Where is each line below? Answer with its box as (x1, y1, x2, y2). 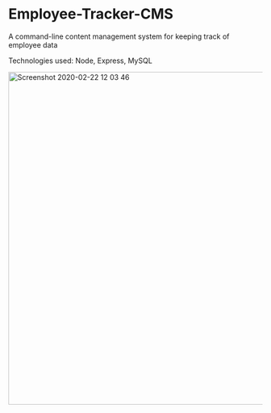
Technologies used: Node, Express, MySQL (8, 56, 153, 65)
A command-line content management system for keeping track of (8, 31, 230, 41)
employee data (8, 40, 58, 49)
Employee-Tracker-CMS (8, 5, 173, 23)
